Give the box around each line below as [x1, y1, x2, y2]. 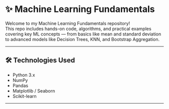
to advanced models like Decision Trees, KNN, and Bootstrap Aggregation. [5, 36, 160, 42]
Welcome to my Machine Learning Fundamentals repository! [5, 20, 130, 26]
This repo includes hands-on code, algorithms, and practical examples [5, 25, 152, 31]
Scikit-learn [12, 93, 37, 99]
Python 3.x [12, 71, 35, 78]
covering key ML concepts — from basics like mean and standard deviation [5, 31, 161, 37]
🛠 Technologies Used [5, 56, 75, 64]
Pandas [12, 82, 29, 88]
